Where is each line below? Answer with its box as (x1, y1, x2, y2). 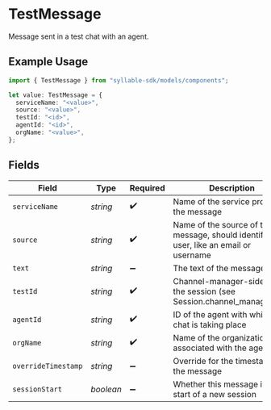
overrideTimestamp (12, 361, 83, 370)
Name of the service (173, 195, 250, 207)
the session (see (173, 286, 236, 297)
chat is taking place (173, 319, 247, 330)
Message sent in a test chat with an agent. (8, 31, 149, 41)
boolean (90, 383, 123, 395)
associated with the (173, 342, 248, 354)
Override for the (173, 355, 234, 366)
